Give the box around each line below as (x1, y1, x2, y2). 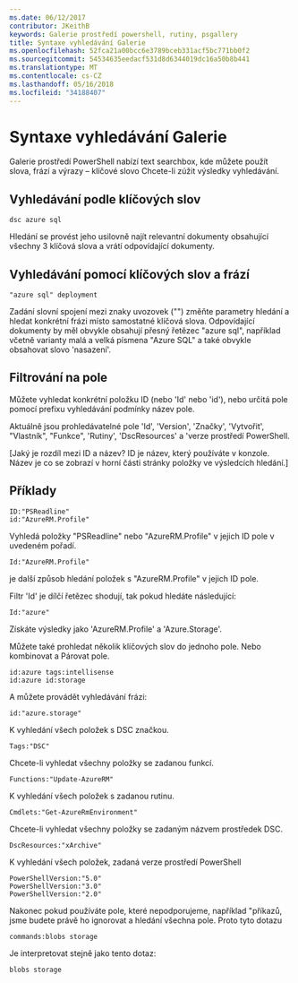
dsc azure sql (9, 216, 63, 225)
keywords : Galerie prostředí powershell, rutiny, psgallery (9, 30, 239, 39)
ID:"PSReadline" (9, 507, 70, 516)
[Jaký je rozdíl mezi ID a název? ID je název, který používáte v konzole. (9, 447, 270, 458)
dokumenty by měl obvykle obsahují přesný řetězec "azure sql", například (9, 325, 281, 336)
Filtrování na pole (9, 370, 108, 385)
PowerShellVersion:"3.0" (9, 882, 102, 891)
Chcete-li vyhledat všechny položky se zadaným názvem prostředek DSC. (9, 823, 284, 834)
